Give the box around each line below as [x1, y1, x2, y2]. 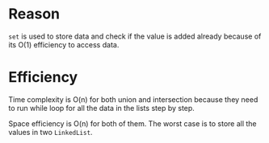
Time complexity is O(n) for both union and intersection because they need [8, 94, 258, 104]
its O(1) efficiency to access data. [8, 39, 120, 49]
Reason [8, 5, 61, 23]
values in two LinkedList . [8, 127, 93, 137]
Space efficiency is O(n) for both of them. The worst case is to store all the [8, 118, 257, 129]
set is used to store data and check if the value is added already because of [8, 31, 262, 41]
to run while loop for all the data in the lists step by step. [8, 103, 195, 112]
